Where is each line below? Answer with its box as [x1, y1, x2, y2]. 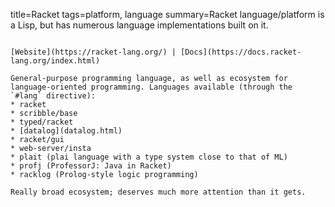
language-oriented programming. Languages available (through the [10, 82, 293, 92]
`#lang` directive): [10, 91, 97, 101]
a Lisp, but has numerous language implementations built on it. [10, 19, 269, 31]
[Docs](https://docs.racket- [180, 47, 302, 57]
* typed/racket [10, 117, 74, 127]
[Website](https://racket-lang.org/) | [10, 47, 177, 57]
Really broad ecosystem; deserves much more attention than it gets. [10, 187, 307, 197]
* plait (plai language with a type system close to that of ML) [10, 152, 288, 162]
